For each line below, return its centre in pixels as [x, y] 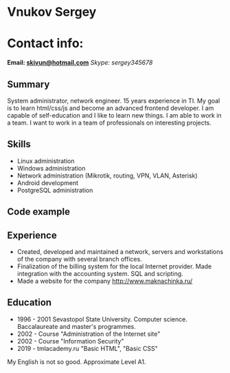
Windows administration [51, 168]
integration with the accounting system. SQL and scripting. [100, 273]
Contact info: [45, 44]
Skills [19, 144]
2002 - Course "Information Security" [70, 341]
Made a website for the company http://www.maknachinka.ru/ [105, 281]
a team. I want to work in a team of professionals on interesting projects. [109, 122]
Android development [48, 182]
